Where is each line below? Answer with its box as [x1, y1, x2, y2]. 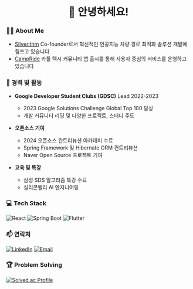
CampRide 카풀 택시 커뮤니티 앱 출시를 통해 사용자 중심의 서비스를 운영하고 [14, 55, 187, 62]
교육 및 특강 [14, 164, 41, 171]
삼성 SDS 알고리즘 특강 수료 [23, 176, 87, 183]
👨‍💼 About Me [6, 27, 44, 35]
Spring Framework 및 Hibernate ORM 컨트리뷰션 [23, 144, 138, 151]
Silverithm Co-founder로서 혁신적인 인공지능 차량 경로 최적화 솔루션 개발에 [14, 40, 188, 47]
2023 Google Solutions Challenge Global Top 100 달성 [23, 104, 154, 111]
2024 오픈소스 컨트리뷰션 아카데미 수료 [23, 137, 113, 144]
